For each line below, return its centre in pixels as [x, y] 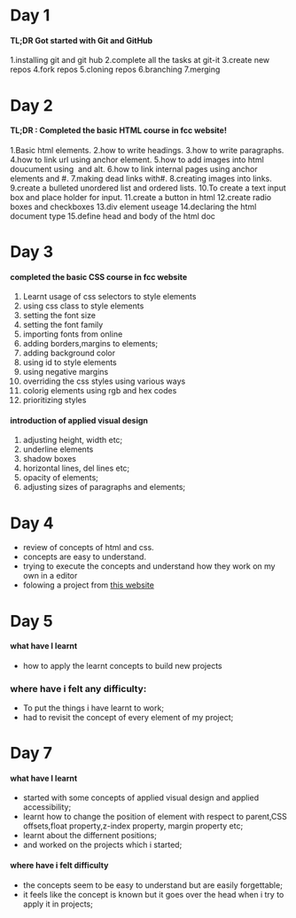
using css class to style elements [83, 306]
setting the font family [63, 325]
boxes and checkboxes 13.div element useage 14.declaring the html [133, 206]
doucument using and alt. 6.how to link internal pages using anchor [134, 168]
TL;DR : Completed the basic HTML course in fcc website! [118, 130]
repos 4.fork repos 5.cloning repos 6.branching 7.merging [115, 70]
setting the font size [59, 315]
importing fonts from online [73, 334]
